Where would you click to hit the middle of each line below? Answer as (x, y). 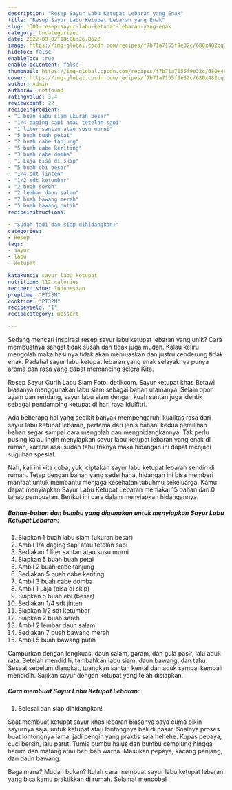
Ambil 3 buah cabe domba (55, 581)
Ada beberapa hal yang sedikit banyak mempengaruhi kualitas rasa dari (109, 417)
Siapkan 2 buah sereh (49, 618)
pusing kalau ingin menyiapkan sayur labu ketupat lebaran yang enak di (109, 439)
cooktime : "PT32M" (34, 301)
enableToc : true (31, 59)
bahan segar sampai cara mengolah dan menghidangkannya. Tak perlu (108, 432)
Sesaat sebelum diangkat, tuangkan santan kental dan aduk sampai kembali (115, 668)
